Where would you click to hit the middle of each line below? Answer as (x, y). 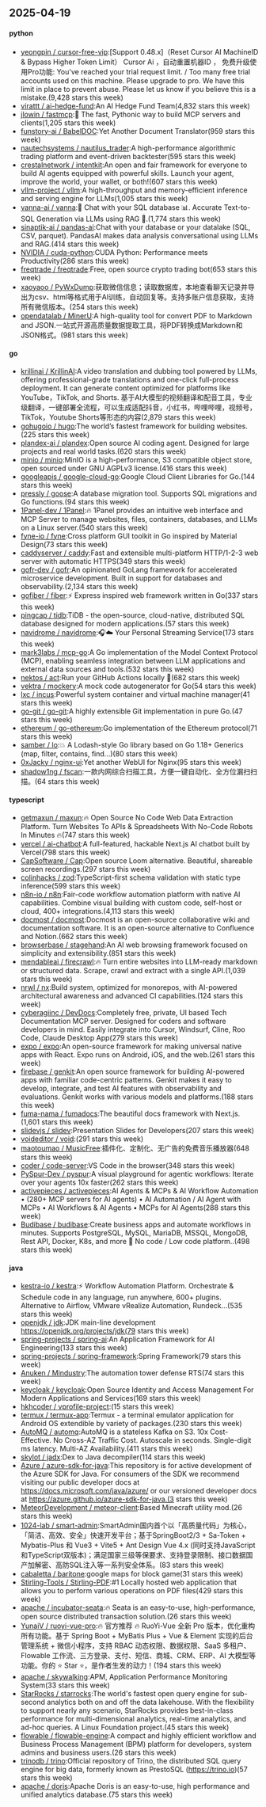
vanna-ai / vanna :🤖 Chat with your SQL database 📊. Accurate (121, 207)
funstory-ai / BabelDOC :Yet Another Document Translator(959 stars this (138, 131)
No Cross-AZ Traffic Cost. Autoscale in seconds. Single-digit (152, 1440)
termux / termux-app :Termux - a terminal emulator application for (127, 1415)
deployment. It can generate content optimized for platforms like (125, 388)
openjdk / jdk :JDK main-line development (88, 1322)
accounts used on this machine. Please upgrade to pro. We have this (132, 80)
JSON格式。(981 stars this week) (74, 335)
